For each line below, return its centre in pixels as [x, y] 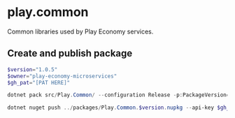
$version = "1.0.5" [33, 69]
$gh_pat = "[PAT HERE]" [39, 82]
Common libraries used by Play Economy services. [80, 31]
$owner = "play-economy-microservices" [62, 76]
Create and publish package [70, 53]
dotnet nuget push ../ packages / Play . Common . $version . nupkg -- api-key [111, 108]
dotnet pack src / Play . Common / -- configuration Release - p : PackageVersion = [119, 95]
